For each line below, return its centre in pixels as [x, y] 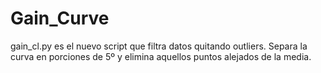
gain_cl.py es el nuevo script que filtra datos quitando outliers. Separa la [159, 46]
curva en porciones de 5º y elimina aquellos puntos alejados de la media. [161, 56]
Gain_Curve [60, 18]
